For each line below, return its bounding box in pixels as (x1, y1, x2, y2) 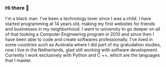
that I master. (5, 58, 32, 64)
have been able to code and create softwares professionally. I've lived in (5, 36, 153, 42)
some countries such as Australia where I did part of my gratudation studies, (5, 42, 162, 48)
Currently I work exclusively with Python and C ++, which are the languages (5, 52, 160, 58)
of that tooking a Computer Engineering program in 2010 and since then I (5, 32, 155, 37)
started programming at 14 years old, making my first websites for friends (5, 21, 155, 27)
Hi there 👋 (5, 4, 30, 11)
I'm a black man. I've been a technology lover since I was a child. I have (5, 16, 151, 22)
